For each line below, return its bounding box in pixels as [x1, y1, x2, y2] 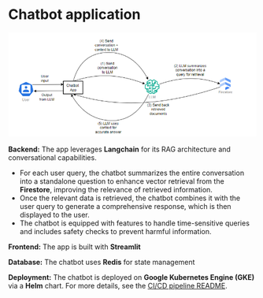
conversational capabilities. [8, 152, 97, 162]
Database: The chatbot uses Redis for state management [8, 257, 195, 266]
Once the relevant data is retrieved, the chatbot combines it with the [19, 193, 241, 203]
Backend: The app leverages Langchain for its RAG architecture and [8, 144, 231, 154]
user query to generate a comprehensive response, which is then [19, 201, 232, 210]
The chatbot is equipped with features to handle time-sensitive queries [19, 218, 250, 228]
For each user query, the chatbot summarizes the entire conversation [19, 168, 245, 177]
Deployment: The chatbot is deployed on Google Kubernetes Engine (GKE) [8, 272, 255, 281]
